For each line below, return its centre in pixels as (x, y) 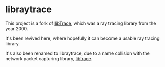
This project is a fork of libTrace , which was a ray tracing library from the (81, 23)
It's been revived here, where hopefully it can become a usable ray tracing (82, 38)
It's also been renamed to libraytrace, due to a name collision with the (78, 53)
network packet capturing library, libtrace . (49, 58)
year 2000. (17, 28)
